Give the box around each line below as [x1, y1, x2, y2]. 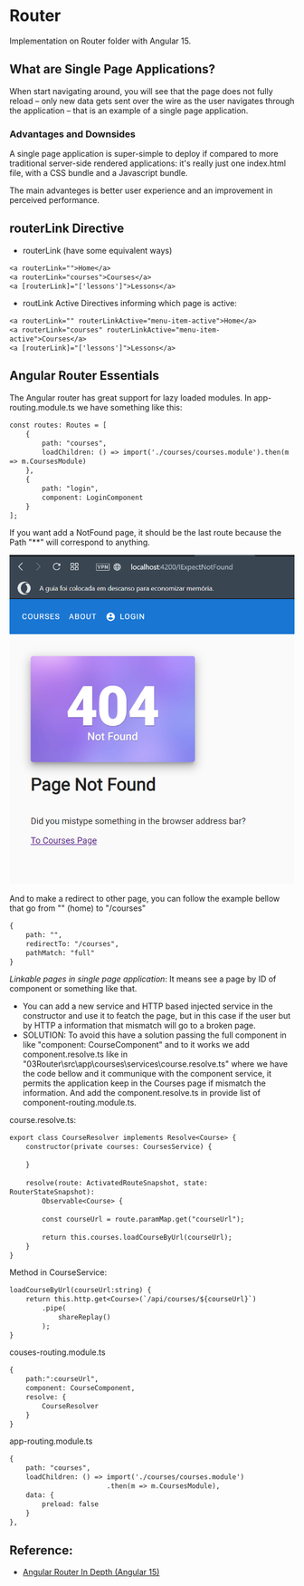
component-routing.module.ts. [22, 1098, 138, 1108]
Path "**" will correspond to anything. [9, 537, 151, 547]
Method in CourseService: [9, 1267, 107, 1278]
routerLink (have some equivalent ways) [22, 245, 173, 256]
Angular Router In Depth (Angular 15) [22, 1566, 160, 1577]
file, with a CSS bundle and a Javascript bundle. [9, 168, 188, 179]
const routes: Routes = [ [9, 421, 107, 430]
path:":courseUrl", [25, 1375, 100, 1384]
